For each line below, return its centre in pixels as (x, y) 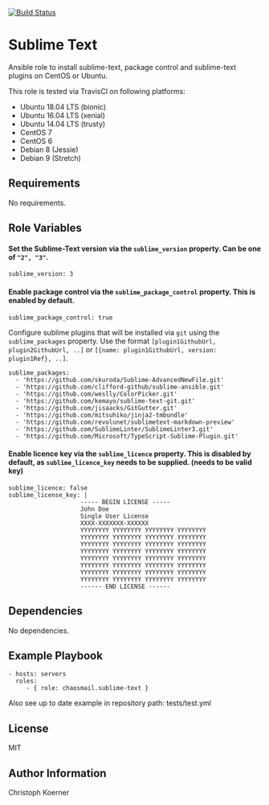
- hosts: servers (37, 674)
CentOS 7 (36, 132)
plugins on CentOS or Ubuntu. (58, 76)
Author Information (57, 773)
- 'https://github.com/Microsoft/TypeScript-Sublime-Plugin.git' (127, 436)
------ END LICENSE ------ (125, 586)
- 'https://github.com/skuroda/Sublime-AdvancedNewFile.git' (120, 380)
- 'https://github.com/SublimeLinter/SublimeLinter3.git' (115, 429)
